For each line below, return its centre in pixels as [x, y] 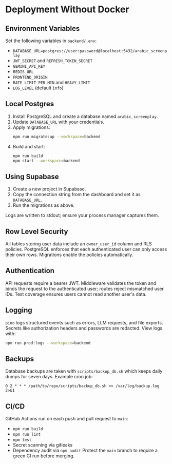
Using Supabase [32, 176]
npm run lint [27, 435]
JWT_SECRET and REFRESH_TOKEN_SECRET [53, 61]
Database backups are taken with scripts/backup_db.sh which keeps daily [84, 371]
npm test [22, 440]
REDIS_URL [23, 72]
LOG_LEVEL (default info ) [38, 88]
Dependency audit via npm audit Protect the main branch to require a [85, 451]
